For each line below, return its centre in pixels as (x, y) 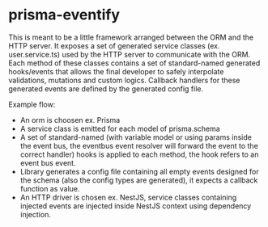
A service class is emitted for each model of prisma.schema (120, 128)
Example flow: (32, 104)
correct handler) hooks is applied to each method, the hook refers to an (139, 154)
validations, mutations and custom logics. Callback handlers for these (124, 80)
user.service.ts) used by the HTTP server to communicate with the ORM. (130, 54)
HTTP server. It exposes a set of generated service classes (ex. (114, 45)
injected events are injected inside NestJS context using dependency (136, 206)
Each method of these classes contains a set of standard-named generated (134, 63)
